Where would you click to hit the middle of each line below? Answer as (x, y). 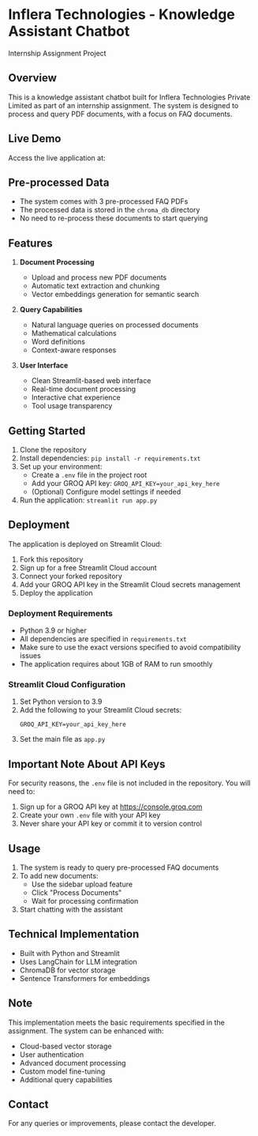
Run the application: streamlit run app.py (88, 500)
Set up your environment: (61, 466)
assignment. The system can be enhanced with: (86, 1031)
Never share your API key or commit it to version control (111, 824)
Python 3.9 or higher (53, 630)
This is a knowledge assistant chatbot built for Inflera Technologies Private (129, 97)
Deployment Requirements (60, 613)
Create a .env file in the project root (89, 475)
